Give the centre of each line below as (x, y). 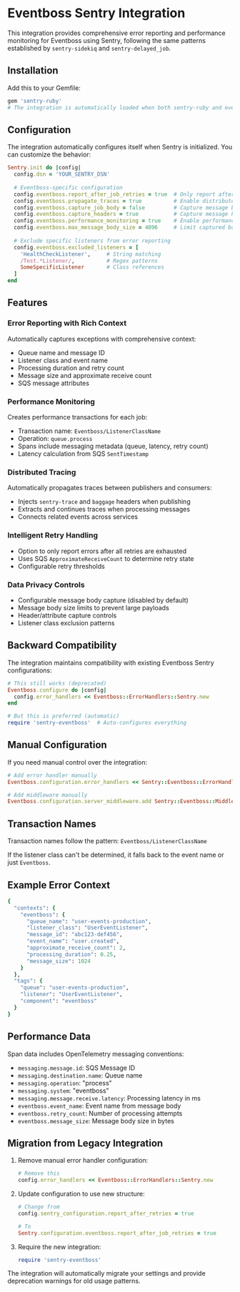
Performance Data (49, 1037)
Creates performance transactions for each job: (77, 417)
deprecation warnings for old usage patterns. (74, 1281)
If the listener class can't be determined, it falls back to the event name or (116, 855)
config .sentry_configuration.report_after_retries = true (106, 1213)
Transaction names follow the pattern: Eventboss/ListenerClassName (107, 841)
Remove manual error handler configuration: (83, 1161)
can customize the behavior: (49, 154)
